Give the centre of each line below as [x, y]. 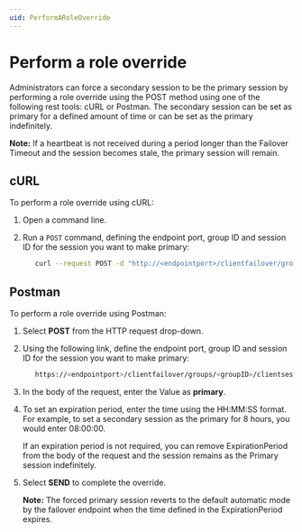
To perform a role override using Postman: [88, 314]
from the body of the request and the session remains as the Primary [151, 455]
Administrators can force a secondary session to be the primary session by [149, 87]
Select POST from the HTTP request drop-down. [113, 331]
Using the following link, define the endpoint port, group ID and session [155, 349]
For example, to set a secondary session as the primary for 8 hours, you [156, 418]
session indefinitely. [59, 464]
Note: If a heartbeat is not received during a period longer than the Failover [149, 143]
